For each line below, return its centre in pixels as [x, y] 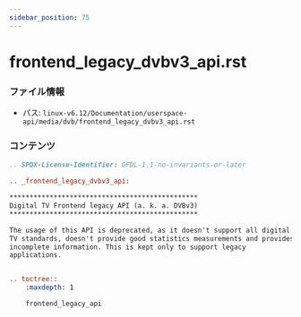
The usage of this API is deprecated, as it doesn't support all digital [150, 230]
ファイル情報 [37, 91]
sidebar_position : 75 [50, 17]
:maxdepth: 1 [50, 287]
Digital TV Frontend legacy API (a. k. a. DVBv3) [104, 206]
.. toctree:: [34, 279]
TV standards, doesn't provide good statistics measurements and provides [152, 238]
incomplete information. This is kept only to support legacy [128, 247]
